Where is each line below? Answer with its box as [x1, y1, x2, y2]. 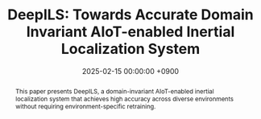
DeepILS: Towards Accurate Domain [6, 6, 255, 24]
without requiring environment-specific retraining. [14, 102, 156, 110]
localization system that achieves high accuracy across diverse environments [14, 94, 234, 103]
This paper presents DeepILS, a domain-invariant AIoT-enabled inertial [14, 87, 214, 96]
